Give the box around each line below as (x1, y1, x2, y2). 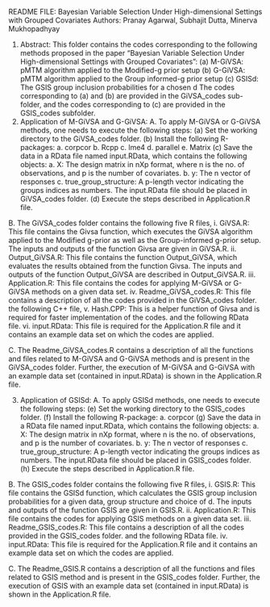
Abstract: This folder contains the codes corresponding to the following (19, 40, 258, 49)
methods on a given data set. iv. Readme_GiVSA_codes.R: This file (31, 287, 251, 296)
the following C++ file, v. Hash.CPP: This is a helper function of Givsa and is (8, 304, 260, 313)
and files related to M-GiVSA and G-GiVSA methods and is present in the (8, 354, 250, 363)
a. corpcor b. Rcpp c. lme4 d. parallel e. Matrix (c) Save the (56, 143, 253, 152)
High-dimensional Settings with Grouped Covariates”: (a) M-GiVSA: (19, 57, 244, 66)
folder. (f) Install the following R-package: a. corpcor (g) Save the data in (19, 412, 261, 422)
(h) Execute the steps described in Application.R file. (19, 464, 195, 473)
